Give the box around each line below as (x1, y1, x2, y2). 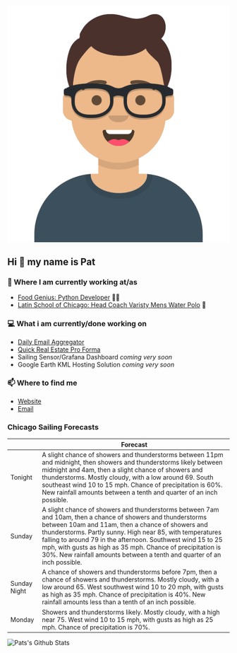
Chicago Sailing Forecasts (7, 422, 99, 432)
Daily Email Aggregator (17, 337, 85, 346)
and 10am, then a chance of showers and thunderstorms (42, 513, 207, 521)
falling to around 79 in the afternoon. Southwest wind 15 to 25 (42, 536, 224, 544)
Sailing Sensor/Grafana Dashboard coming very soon (17, 352, 173, 361)
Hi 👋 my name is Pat (7, 255, 96, 267)
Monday (10, 615, 35, 624)
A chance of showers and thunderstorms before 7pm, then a (42, 568, 217, 577)
